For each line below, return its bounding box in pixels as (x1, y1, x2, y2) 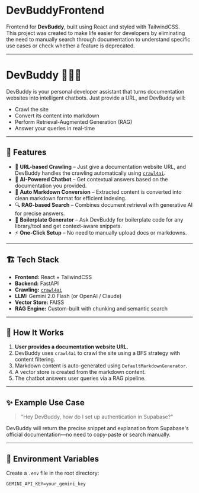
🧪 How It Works (6, 327, 64, 338)
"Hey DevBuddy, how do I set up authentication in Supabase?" (20, 413, 174, 421)
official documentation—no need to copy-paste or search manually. (6, 431, 171, 438)
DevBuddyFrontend (6, 4, 105, 17)
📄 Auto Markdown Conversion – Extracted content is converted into (14, 188, 182, 196)
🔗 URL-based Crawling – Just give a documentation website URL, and (14, 163, 187, 170)
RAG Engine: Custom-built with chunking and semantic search (14, 305, 168, 312)
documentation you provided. (14, 182, 87, 189)
